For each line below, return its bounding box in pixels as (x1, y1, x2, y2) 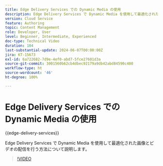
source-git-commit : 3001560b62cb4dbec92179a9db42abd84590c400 (5, 61, 133, 66)
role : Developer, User (5, 30, 51, 34)
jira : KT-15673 (5, 52, 36, 57)
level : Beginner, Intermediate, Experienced (5, 34, 97, 39)
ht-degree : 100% (5, 75, 38, 80)
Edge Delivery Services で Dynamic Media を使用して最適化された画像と (5, 140, 150, 146)
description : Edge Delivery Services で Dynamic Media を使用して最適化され (5, 12, 156, 17)
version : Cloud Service (5, 16, 53, 21)
